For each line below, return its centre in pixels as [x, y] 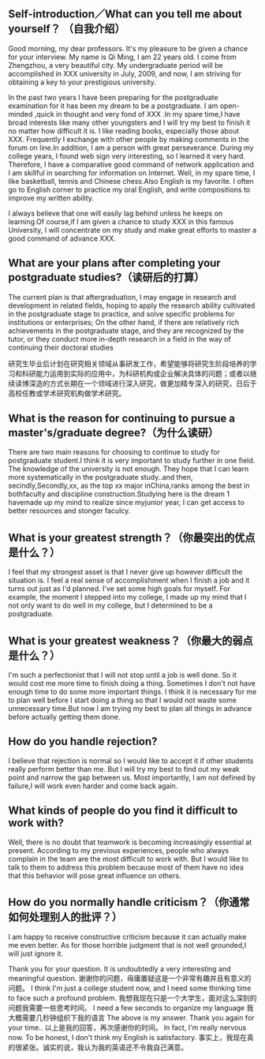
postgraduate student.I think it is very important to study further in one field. [132, 461]
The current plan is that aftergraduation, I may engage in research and [122, 297]
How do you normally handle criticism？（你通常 [129, 902]
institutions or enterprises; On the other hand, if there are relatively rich [124, 322]
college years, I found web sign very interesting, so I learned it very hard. [127, 155]
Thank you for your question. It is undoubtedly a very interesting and [119, 968]
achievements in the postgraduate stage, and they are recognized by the [126, 331]
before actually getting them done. [64, 717]
